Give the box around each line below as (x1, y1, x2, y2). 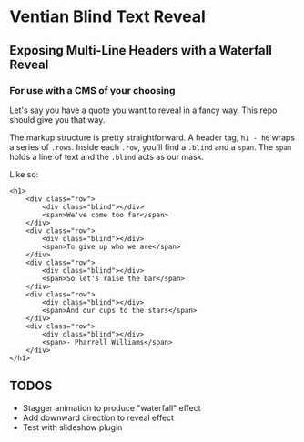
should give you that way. (9, 114, 106, 125)
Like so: (9, 168, 39, 179)
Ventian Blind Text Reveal (9, 6, 207, 27)
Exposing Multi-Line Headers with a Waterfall (9, 43, 273, 58)
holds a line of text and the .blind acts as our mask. (9, 151, 205, 162)
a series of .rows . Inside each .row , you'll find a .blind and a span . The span (9, 141, 292, 152)
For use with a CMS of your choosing (9, 84, 176, 96)
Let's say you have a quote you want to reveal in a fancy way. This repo (9, 105, 278, 116)
